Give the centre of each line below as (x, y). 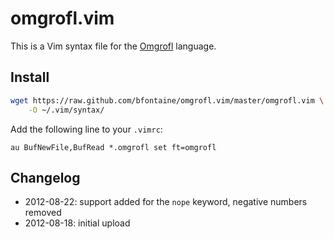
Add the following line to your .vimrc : (86, 129)
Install (30, 77)
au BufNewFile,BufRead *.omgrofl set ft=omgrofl (113, 147)
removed (43, 213)
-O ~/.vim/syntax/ (66, 110)
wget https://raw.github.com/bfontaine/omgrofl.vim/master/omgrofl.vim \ (167, 100)
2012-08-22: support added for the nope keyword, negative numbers (166, 202)
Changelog (45, 177)
